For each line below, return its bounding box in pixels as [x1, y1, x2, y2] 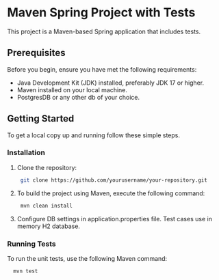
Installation [7, 148, 46, 158]
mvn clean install [20, 202, 73, 209]
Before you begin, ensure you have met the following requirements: [7, 65, 197, 73]
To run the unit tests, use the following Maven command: [7, 254, 168, 262]
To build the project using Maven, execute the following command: [16, 189, 205, 197]
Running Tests [7, 239, 56, 249]
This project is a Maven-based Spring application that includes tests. [7, 27, 201, 36]
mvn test [13, 268, 38, 275]
